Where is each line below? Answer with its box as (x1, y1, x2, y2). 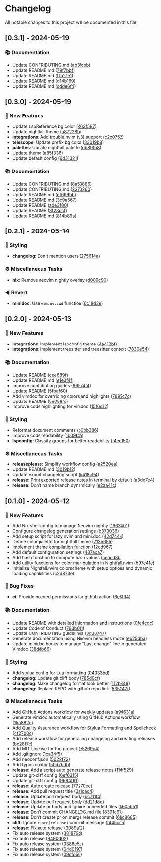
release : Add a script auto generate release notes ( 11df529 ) (12, 767, 134, 773)
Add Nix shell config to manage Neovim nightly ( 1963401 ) (12, 523, 130, 529)
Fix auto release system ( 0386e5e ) (12, 841, 84, 847)
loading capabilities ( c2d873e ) (12, 571, 75, 576)
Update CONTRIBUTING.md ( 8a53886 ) (12, 181, 92, 187)
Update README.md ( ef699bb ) (12, 191, 77, 197)
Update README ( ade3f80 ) (12, 202, 69, 208)
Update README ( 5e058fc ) (12, 398, 68, 404)
